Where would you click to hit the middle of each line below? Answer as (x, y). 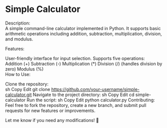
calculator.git (18, 94)
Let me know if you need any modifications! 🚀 (52, 120)
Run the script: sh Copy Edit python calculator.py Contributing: (91, 100)
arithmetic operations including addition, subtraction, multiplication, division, (83, 33)
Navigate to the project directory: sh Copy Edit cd (83, 94)
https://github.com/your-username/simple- (95, 89)
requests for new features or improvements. (50, 110)
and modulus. (19, 39)
